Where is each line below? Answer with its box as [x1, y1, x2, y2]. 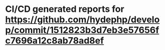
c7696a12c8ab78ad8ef [5, 35, 104, 47]
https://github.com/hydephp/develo [5, 14, 160, 25]
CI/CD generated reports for [5, 3, 124, 15]
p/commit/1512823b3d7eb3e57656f [5, 25, 159, 36]
